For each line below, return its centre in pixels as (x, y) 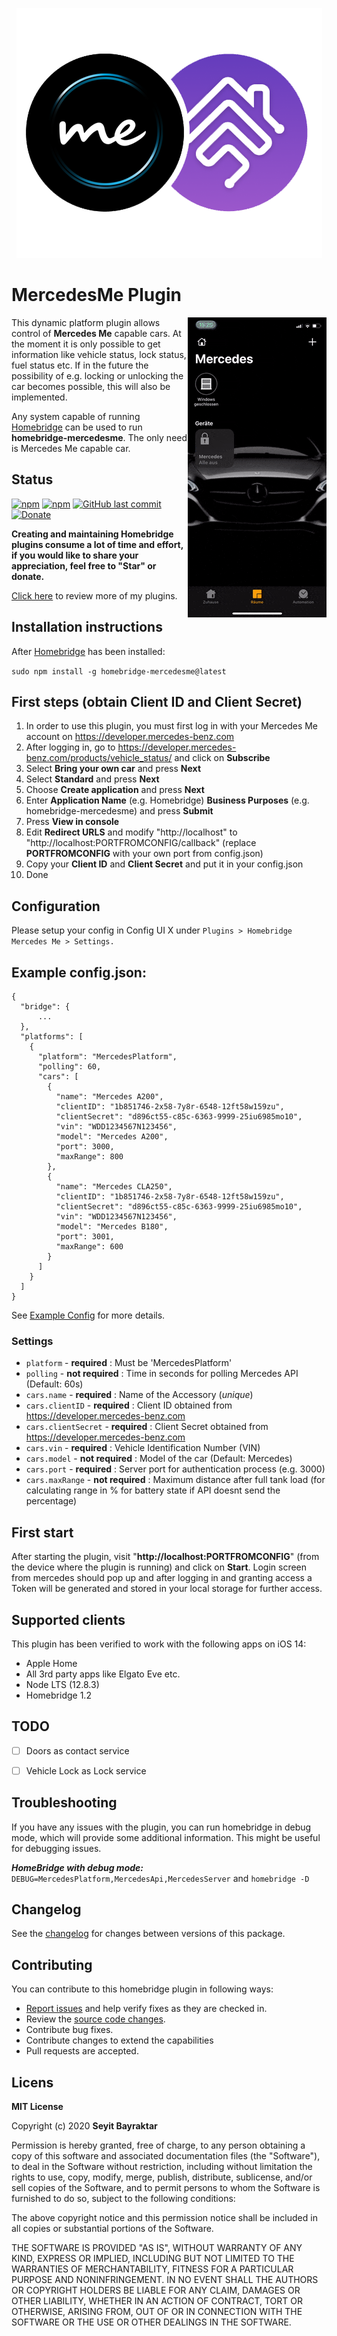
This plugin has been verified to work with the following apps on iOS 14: (159, 1644)
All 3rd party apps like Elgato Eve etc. (103, 1674)
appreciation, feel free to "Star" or (84, 565)
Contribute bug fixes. (69, 2030)
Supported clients (68, 1619)
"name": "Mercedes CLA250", (114, 1187)
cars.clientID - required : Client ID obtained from (129, 1405)
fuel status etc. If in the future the (80, 365)
